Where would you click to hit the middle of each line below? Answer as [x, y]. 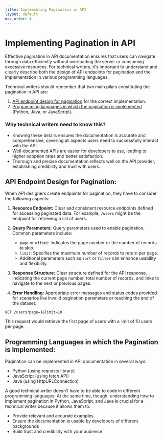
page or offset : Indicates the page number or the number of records [88, 243]
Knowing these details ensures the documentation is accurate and [79, 135]
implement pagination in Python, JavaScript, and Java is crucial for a [74, 401]
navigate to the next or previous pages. [52, 283]
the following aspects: [27, 199]
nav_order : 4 [18, 19]
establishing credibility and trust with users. [56, 166]
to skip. [27, 248]
